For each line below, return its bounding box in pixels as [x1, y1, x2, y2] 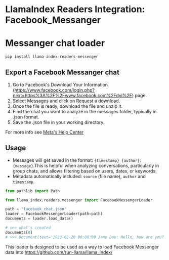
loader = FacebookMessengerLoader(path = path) [5, 211, 103, 216]
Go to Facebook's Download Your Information [12, 81, 108, 88]
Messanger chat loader [5, 37, 105, 49]
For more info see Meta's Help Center [5, 129, 84, 135]
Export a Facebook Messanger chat [5, 68, 120, 77]
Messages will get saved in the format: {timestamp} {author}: [12, 157, 142, 163]
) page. [132, 92, 147, 98]
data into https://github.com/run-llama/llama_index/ [5, 249, 113, 255]
